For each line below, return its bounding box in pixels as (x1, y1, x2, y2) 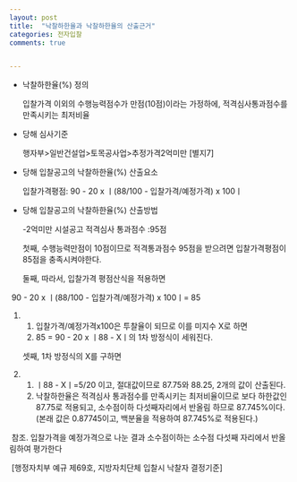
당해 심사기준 (21, 129, 69, 140)
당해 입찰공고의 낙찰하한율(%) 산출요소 (21, 167, 158, 177)
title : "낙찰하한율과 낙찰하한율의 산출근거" (9, 22, 156, 30)
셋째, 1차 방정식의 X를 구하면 (21, 351, 123, 362)
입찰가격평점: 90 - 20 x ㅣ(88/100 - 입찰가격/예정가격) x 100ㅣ (21, 185, 243, 197)
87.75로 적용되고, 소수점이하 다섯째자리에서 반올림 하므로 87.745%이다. (35, 402, 285, 413)
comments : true (9, 38, 66, 47)
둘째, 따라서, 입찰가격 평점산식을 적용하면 (21, 273, 166, 284)
